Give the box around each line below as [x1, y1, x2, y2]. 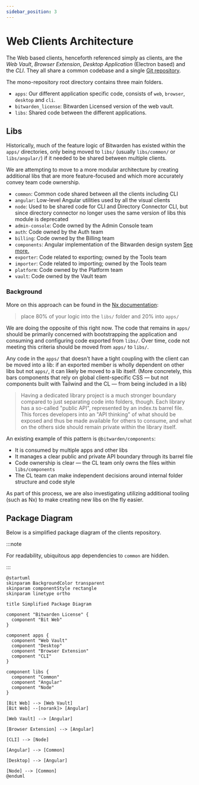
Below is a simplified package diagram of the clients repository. [6, 529, 162, 536]
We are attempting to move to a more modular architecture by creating [6, 166, 179, 173]
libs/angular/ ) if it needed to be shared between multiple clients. [6, 154, 167, 162]
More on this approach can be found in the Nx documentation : [6, 301, 159, 308]
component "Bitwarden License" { [6, 612, 89, 618]
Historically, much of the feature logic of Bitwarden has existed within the [6, 142, 186, 149]
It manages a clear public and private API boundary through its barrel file [14, 452, 193, 460]
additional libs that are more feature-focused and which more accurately [6, 172, 184, 179]
